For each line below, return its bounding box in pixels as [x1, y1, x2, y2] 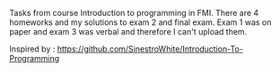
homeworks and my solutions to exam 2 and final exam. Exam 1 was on [9, 17, 272, 28]
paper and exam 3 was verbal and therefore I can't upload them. [9, 27, 248, 36]
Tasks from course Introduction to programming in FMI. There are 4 [9, 8, 259, 18]
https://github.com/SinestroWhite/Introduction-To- [57, 44, 244, 54]
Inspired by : [9, 44, 56, 54]
